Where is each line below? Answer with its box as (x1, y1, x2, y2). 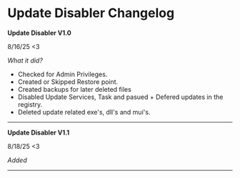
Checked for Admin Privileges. (17, 70, 108, 78)
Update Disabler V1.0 (7, 28, 71, 37)
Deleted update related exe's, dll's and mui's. (17, 108, 151, 116)
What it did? (7, 56, 43, 65)
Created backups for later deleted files (17, 85, 132, 93)
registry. (17, 100, 43, 108)
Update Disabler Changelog (7, 5, 175, 21)
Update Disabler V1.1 (7, 128, 70, 137)
